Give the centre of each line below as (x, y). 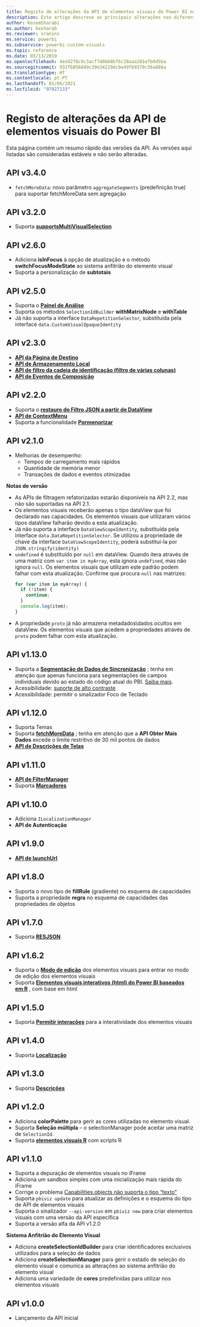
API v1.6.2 (25, 956)
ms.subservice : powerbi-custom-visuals (56, 45)
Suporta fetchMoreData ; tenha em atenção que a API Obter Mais (96, 734)
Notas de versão (27, 485)
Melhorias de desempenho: (48, 455)
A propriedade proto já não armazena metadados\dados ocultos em (98, 623)
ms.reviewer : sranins (33, 34)
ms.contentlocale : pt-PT (37, 78)
